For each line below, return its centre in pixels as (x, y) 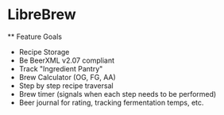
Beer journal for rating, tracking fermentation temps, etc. (111, 102)
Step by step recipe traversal (66, 86)
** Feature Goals (35, 36)
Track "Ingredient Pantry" (61, 68)
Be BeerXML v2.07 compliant (67, 60)
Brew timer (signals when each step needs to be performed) (118, 94)
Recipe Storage (44, 52)
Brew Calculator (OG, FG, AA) (67, 77)
